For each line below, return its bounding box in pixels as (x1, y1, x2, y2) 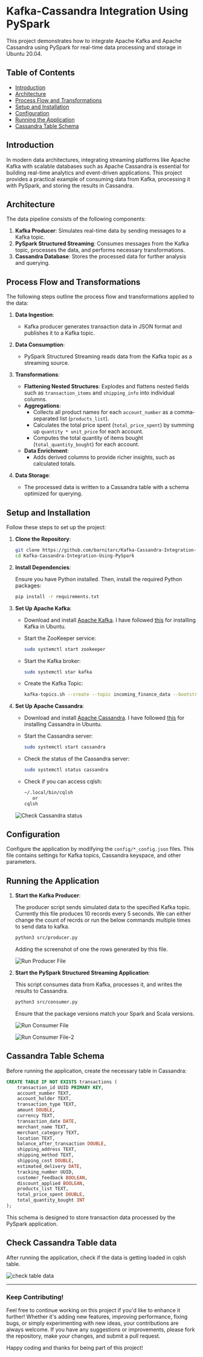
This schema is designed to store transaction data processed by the (6, 1213, 176, 1221)
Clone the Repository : (14, 535, 71, 542)
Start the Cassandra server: (24, 732, 93, 740)
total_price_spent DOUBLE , (17, 1192, 85, 1198)
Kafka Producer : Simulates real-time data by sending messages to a (14, 227, 186, 235)
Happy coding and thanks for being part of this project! (6, 1344, 143, 1352)
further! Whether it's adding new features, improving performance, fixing (6, 1313, 188, 1321)
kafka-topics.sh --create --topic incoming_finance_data (24, 692, 171, 698)
